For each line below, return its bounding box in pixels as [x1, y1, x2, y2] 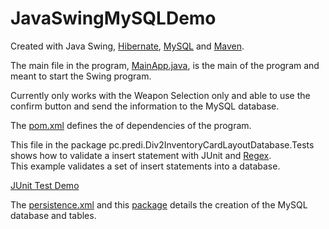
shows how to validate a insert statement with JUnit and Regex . [10, 149, 272, 161]
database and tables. [10, 209, 97, 221]
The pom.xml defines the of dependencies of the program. [10, 119, 252, 131]
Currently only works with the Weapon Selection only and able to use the [10, 89, 311, 101]
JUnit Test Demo [10, 179, 80, 191]
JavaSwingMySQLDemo [10, 7, 217, 30]
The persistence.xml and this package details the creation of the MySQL [10, 198, 308, 211]
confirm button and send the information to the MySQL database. [10, 100, 280, 112]
